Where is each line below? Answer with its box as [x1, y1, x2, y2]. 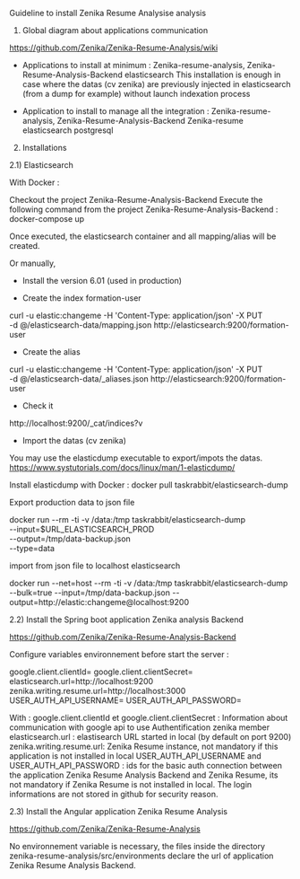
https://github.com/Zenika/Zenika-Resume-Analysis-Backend [9, 632, 236, 642]
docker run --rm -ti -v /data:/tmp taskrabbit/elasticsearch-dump [9, 514, 246, 524]
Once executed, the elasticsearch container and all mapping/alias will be [9, 231, 277, 242]
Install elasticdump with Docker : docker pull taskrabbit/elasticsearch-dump [9, 479, 288, 490]
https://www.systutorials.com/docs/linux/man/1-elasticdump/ [9, 462, 236, 472]
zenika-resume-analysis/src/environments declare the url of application [9, 850, 274, 861]
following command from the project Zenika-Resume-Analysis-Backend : [9, 204, 279, 215]
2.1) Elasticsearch [9, 160, 73, 170]
